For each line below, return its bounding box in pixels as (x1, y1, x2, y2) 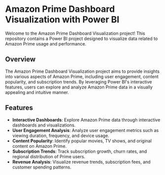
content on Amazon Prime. (12, 143, 67, 149)
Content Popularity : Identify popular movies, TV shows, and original (12, 137, 152, 144)
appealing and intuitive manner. (5, 89, 69, 95)
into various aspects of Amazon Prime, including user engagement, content (5, 73, 159, 80)
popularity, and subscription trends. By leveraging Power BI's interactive (5, 79, 152, 85)
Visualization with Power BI (5, 14, 120, 25)
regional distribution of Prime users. (12, 153, 85, 159)
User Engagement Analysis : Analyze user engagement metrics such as (12, 127, 159, 133)
